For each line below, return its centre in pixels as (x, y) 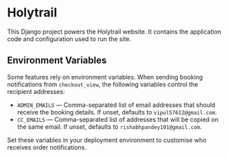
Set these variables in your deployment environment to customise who (107, 140)
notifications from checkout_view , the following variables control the (103, 84)
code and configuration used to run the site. (69, 38)
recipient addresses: (36, 91)
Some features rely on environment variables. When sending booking (105, 77)
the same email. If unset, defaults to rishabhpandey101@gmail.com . (110, 126)
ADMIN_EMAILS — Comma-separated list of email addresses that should (116, 105)
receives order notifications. (47, 147)
